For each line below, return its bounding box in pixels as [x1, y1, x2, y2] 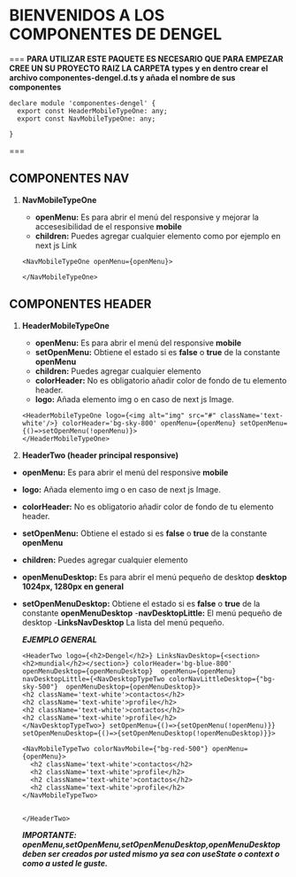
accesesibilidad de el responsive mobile [34, 221, 183, 231]
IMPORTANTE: [21, 829, 77, 840]
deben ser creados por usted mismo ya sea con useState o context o [21, 848, 280, 859]
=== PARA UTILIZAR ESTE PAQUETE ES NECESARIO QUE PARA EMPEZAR [9, 53, 284, 64]
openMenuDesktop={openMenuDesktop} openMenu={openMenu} [21, 666, 237, 676]
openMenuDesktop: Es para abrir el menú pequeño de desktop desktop [21, 571, 287, 582]
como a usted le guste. [21, 858, 109, 868]
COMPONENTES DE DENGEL [9, 24, 223, 44]
